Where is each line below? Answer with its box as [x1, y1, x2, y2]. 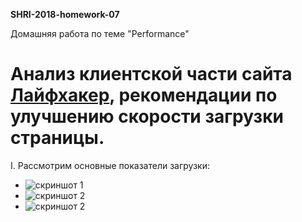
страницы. [10, 127, 105, 149]
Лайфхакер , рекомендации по [10, 84, 278, 107]
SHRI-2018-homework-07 [10, 9, 120, 20]
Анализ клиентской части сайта [10, 63, 293, 86]
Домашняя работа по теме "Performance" [10, 28, 190, 39]
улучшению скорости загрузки [10, 105, 284, 128]
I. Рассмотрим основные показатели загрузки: [10, 159, 210, 171]
